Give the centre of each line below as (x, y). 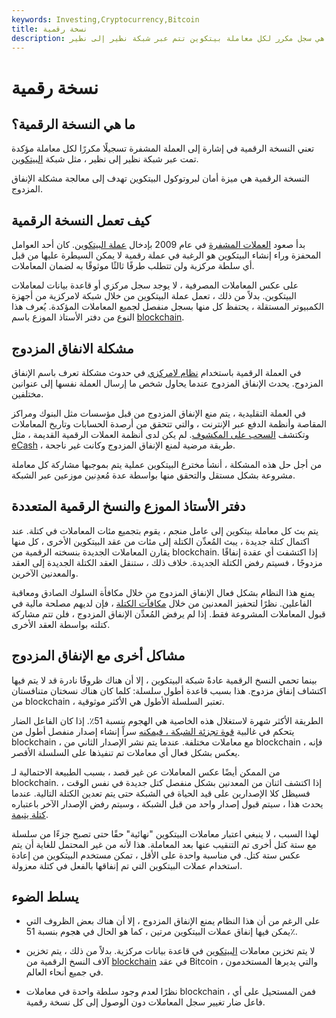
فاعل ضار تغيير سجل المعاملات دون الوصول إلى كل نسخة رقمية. (145, 1002)
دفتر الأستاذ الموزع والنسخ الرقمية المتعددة (128, 506)
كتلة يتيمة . (30, 814)
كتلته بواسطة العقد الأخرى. (61, 624)
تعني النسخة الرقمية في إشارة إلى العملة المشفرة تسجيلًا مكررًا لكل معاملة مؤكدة (163, 148)
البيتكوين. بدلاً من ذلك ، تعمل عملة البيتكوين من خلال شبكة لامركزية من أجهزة (154, 296)
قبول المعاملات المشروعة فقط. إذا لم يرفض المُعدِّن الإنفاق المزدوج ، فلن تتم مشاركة (168, 613)
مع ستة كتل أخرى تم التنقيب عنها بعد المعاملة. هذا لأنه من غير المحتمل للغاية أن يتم (164, 844)
